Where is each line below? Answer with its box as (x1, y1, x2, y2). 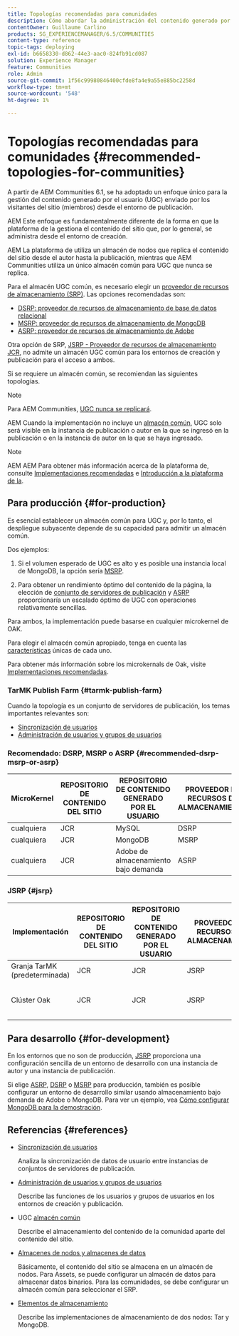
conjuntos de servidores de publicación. (17, 1165, 136, 1173)
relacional (17, 311, 47, 320)
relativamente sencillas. (17, 603, 87, 611)
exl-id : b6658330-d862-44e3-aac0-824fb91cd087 (7, 51, 148, 58)
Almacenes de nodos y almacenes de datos (17, 1249, 146, 1257)
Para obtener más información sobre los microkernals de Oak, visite (7, 660, 206, 668)
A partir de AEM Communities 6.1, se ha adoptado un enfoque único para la (7, 187, 228, 196)
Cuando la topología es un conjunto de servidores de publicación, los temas (7, 701, 230, 710)
